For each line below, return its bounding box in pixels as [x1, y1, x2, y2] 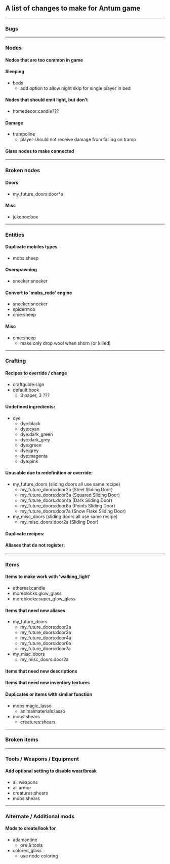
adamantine [12, 837, 37, 843]
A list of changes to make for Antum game [5, 4, 141, 13]
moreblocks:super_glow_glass [12, 595, 76, 601]
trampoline [12, 131, 35, 137]
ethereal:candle [12, 585, 46, 591]
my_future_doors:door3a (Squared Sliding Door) [20, 492, 120, 498]
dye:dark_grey [20, 436, 51, 442]
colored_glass [12, 848, 42, 854]
